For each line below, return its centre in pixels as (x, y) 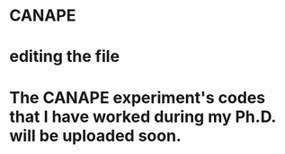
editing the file (64, 57)
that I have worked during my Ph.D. (143, 116)
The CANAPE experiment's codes (138, 97)
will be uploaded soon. (95, 136)
